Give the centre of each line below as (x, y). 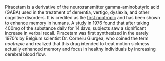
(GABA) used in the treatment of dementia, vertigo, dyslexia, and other (77, 12)
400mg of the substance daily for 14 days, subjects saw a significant (76, 28)
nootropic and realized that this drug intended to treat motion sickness (77, 44)
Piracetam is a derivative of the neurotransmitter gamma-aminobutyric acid (82, 7)
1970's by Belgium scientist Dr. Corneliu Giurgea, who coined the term (77, 38)
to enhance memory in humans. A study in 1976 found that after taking (77, 23)
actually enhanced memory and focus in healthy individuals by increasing (80, 49)
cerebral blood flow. (26, 54)
